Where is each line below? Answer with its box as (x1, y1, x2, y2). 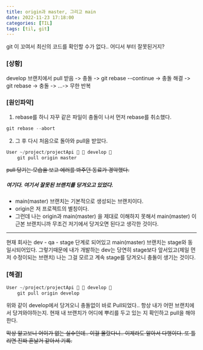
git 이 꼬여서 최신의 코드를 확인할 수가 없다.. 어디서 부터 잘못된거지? (6, 43, 165, 50)
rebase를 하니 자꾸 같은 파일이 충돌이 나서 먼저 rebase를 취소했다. (14, 113, 172, 121)
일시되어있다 (6, 246, 36, 253)
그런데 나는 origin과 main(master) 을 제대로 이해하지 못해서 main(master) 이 (14, 212, 197, 220)
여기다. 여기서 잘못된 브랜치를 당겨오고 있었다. (6, 182, 114, 189)
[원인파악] (6, 98, 34, 107)
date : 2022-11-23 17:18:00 (6, 14, 74, 21)
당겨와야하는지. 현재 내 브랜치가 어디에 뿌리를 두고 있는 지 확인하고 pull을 (12, 309, 184, 317)
